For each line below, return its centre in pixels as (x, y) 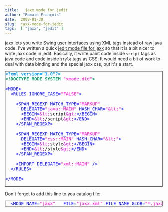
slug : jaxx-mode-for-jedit (34, 24)
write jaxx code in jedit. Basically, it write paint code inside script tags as (81, 54)
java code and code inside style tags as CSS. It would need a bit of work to (83, 59)
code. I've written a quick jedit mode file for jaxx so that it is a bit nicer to (80, 48)
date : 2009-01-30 (24, 19)
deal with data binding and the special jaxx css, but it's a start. (69, 64)
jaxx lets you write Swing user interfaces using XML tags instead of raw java (84, 43)
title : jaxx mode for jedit (37, 10)
